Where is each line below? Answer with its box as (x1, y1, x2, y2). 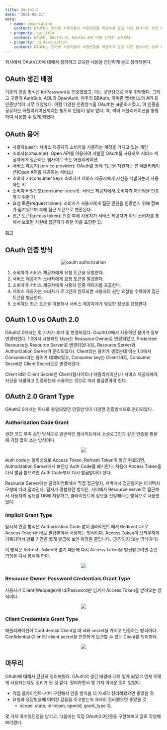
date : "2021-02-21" (5, 12, 46, 17)
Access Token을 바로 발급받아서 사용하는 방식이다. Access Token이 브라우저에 (5, 530, 160, 536)
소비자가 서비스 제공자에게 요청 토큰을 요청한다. (12, 270, 104, 276)
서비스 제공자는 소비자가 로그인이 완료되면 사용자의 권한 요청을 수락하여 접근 (12, 288, 160, 295)
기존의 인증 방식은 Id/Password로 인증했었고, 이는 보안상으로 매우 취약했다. (5, 89, 152, 95)
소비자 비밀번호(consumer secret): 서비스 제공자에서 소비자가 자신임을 (12, 188, 150, 194)
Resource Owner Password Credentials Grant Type (5, 575, 131, 582)
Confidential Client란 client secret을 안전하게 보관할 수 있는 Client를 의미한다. (5, 634, 158, 640)
